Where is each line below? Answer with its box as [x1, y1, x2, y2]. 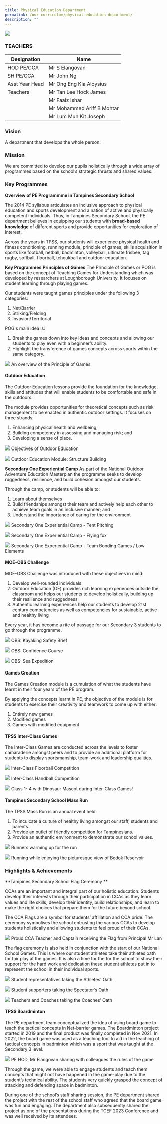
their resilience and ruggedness [12, 596, 78, 602]
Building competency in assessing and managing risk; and [12, 429, 132, 436]
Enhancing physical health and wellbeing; [12, 424, 98, 430]
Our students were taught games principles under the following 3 [5, 290, 139, 296]
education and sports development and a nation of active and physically [5, 207, 154, 213]
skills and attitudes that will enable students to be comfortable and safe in [5, 389, 157, 395]
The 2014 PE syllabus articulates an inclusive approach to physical [5, 202, 142, 208]
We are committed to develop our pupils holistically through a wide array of [5, 163, 160, 169]
